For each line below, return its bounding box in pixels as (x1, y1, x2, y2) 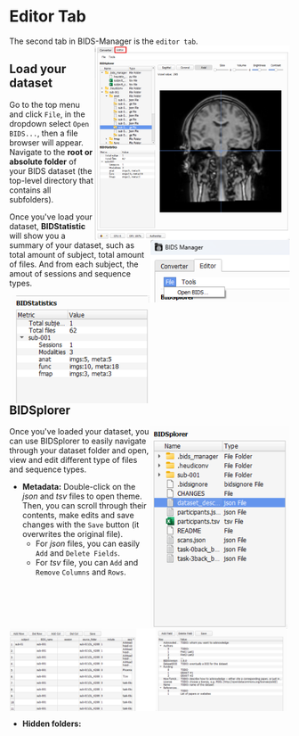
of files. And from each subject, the (9, 259, 139, 269)
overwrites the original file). (21, 528, 123, 539)
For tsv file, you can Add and (35, 557, 139, 567)
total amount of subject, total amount (9, 249, 145, 260)
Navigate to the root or (9, 146, 93, 157)
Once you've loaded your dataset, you (9, 426, 149, 436)
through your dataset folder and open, (9, 444, 149, 456)
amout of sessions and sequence (9, 268, 132, 278)
